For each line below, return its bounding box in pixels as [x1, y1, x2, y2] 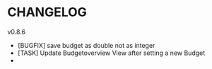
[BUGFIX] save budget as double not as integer [17, 41, 155, 49]
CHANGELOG [7, 4, 87, 20]
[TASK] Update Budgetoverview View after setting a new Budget [17, 49, 206, 57]
